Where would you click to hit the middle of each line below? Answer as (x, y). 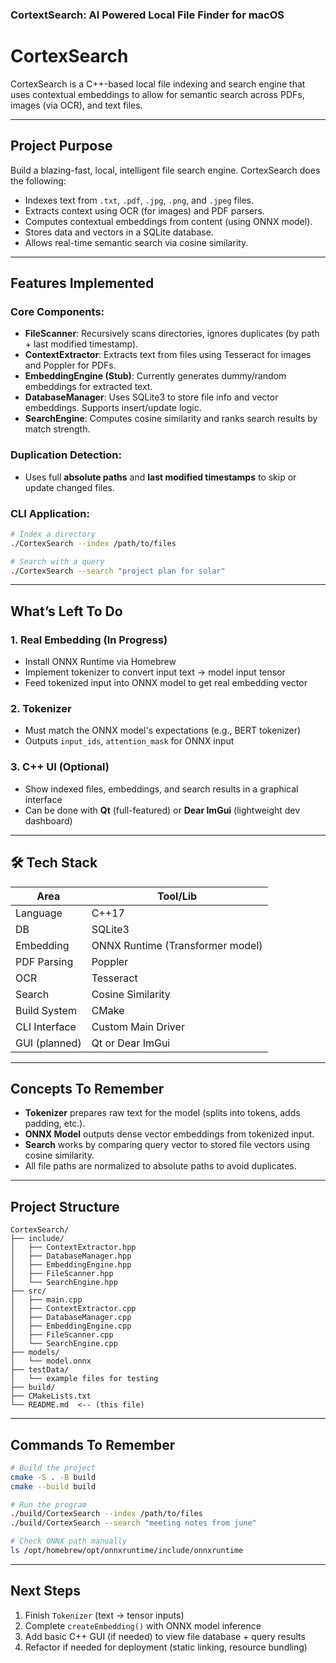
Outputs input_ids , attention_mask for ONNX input (129, 741)
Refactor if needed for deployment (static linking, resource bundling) (166, 1647)
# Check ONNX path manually (69, 1541)
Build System (46, 1010)
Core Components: (57, 311)
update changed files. (69, 487)
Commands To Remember (93, 1444)
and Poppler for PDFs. (70, 365)
